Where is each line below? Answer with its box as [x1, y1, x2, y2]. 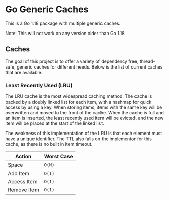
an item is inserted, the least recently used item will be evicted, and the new [5, 115, 164, 121]
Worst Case [44, 153, 73, 160]
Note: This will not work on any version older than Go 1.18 [5, 30, 125, 36]
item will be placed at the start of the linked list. [5, 120, 104, 126]
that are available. [5, 69, 43, 75]
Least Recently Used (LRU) [5, 82, 73, 89]
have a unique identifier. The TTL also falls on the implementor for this [5, 136, 152, 142]
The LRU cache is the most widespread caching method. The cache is [5, 93, 152, 99]
